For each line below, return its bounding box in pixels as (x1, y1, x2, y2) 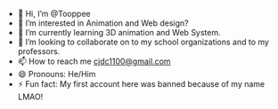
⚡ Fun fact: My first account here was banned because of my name (17, 79, 266, 89)
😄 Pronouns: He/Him (17, 69, 96, 79)
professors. (17, 46, 61, 57)
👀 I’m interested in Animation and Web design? (17, 18, 189, 28)
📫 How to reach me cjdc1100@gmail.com (17, 56, 171, 66)
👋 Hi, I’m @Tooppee (17, 9, 91, 19)
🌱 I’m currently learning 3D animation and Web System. (17, 27, 221, 37)
